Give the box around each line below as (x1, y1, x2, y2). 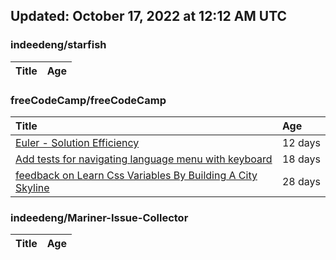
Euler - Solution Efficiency (15, 135, 140, 149)
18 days (281, 152, 321, 166)
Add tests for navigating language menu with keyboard (15, 152, 273, 166)
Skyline (15, 180, 50, 194)
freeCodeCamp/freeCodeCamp (10, 93, 167, 107)
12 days (281, 135, 321, 149)
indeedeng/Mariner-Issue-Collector (10, 210, 189, 224)
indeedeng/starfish (10, 38, 107, 52)
